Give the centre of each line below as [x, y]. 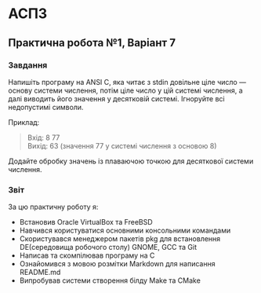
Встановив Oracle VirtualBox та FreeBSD [86, 222]
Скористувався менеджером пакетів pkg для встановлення [120, 239]
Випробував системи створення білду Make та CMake [110, 280]
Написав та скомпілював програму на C [87, 255]
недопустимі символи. [46, 107]
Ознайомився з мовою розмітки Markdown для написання [117, 264]
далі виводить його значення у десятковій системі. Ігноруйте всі [116, 98]
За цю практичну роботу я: [53, 207]
